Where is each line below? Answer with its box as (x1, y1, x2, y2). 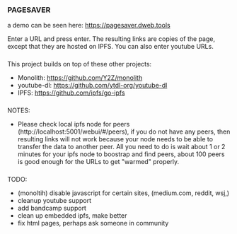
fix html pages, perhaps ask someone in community (17, 219, 169, 228)
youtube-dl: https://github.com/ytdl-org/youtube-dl (17, 81, 168, 90)
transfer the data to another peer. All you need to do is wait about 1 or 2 (17, 143, 226, 151)
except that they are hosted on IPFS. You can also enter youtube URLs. (7, 42, 214, 51)
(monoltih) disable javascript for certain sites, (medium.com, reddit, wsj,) (17, 189, 230, 197)
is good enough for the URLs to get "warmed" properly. (17, 158, 180, 166)
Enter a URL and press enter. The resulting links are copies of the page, (7, 35, 216, 43)
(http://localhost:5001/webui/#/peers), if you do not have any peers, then (17, 127, 231, 136)
